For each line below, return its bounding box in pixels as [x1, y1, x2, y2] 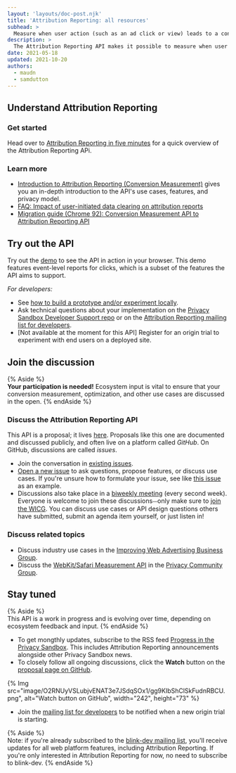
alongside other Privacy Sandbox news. [17, 651, 133, 659]
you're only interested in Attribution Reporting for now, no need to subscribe [7, 751, 228, 760]
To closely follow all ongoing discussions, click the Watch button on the [17, 658, 225, 667]
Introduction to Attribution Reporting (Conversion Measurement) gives [17, 180, 221, 189]
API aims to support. [7, 271, 67, 280]
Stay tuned [7, 588, 56, 600]
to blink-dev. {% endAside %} [7, 759, 93, 767]
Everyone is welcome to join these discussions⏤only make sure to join [17, 497, 221, 505]
